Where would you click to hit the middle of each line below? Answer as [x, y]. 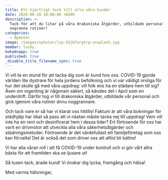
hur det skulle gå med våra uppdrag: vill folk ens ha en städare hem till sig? [82, 86]
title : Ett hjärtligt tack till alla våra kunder [58, 10]
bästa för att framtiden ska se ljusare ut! [46, 153]
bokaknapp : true [22, 51]
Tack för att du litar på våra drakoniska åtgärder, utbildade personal [87, 24]
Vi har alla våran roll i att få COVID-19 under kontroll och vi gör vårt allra [79, 147]
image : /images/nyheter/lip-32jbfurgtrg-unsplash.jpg [62, 42]
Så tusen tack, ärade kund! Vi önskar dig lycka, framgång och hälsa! [75, 162]
